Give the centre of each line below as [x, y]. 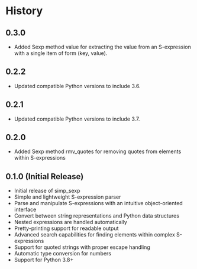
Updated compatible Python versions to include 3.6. [77, 86]
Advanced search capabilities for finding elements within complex [94, 235]
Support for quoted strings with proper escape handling [82, 247]
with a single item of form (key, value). [61, 53]
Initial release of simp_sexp [47, 191]
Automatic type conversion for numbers [63, 254]
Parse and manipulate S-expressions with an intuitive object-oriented [98, 203]
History [24, 11]
